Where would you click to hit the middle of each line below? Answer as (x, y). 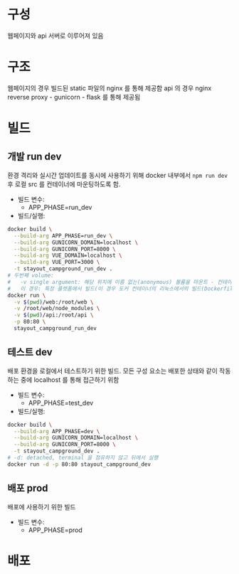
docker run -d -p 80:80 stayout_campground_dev (79, 464)
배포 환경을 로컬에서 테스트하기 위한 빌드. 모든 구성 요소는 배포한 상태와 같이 (113, 371)
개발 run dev (34, 157)
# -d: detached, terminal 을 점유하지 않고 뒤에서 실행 (83, 458)
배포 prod (28, 488)
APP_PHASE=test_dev (61, 403)
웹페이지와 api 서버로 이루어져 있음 (55, 36)
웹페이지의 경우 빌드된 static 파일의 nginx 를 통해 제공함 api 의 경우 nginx (110, 88)
